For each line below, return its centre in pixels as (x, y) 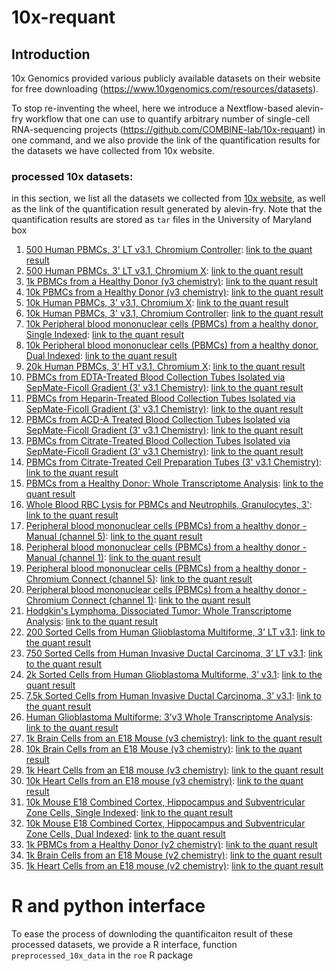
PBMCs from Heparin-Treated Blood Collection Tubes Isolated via (160, 398)
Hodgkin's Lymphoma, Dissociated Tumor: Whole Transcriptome (158, 611)
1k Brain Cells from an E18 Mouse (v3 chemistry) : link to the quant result (174, 738)
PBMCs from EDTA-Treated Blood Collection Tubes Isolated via (155, 377)
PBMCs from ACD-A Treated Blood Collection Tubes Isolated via (158, 420)
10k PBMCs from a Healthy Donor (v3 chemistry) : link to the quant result (174, 292)
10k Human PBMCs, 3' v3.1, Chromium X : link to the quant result (157, 303)
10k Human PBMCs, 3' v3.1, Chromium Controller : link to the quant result (174, 313)
